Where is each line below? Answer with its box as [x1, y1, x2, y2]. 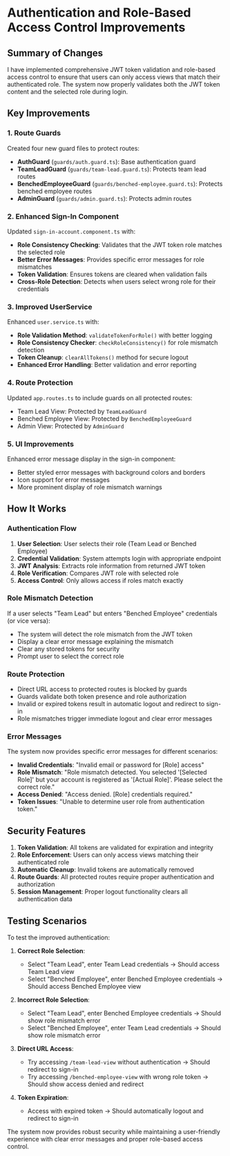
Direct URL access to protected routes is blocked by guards [17, 685, 188, 694]
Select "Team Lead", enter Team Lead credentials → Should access [27, 960, 220, 968]
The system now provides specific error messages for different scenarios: [7, 748, 218, 756]
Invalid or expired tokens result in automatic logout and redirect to [17, 700, 205, 708]
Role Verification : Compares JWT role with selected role [17, 569, 180, 577]
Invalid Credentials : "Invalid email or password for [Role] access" [17, 761, 204, 769]
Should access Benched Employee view [27, 982, 142, 991]
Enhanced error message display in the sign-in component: [7, 455, 176, 463]
